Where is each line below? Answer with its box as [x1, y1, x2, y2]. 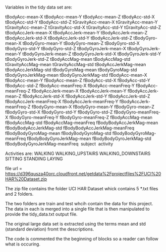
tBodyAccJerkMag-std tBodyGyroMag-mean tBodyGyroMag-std [5, 67, 137, 73]
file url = [5, 165, 22, 171]
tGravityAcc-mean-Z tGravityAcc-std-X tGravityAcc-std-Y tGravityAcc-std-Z [5, 24, 161, 30]
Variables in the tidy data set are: [5, 4, 72, 10]
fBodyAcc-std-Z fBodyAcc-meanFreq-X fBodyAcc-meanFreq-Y [5, 83, 135, 89]
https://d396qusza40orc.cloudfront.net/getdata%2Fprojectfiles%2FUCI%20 [5, 171, 162, 176]
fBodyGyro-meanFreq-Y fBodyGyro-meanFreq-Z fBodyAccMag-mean [9, 115, 153, 120]
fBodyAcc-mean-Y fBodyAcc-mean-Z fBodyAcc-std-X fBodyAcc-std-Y [5, 77, 150, 83]
